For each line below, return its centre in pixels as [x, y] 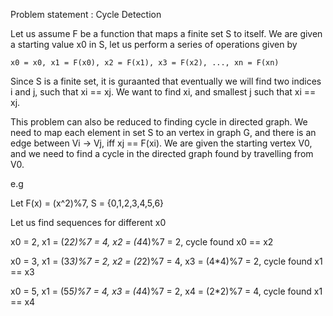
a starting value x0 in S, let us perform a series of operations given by [154, 44]
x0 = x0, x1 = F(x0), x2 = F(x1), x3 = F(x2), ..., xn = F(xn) [145, 63]
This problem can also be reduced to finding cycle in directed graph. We [159, 122]
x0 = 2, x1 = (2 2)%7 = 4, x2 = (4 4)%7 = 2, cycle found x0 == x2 [142, 242]
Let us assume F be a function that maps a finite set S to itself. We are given [166, 33]
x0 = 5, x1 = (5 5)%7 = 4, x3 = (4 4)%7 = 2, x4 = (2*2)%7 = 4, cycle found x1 [166, 291]
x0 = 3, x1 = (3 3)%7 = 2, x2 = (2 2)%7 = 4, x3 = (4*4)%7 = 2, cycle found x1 [166, 261]
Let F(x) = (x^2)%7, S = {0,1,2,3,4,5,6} [87, 203]
